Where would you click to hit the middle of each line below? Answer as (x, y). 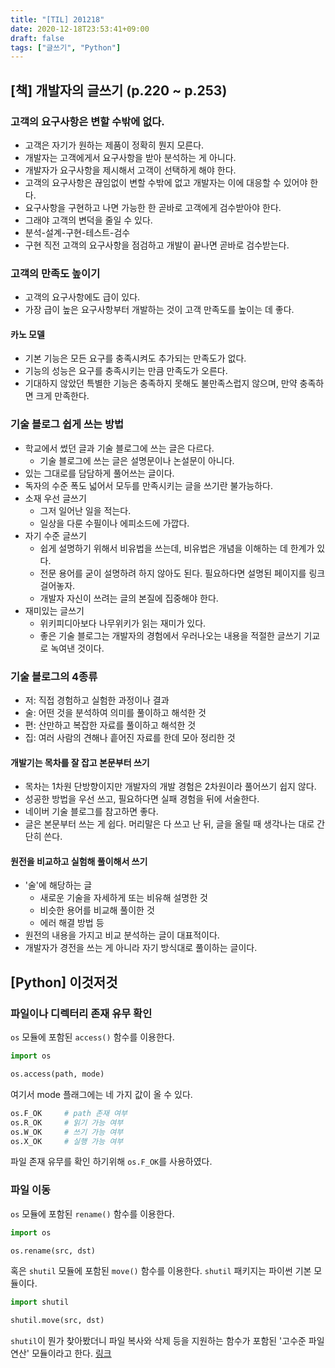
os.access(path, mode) (57, 1074)
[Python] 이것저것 (64, 982)
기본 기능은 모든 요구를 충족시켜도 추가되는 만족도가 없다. (135, 358)
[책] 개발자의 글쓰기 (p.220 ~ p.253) (119, 90)
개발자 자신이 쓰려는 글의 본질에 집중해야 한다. (129, 598)
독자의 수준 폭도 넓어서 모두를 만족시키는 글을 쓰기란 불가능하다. (148, 485)
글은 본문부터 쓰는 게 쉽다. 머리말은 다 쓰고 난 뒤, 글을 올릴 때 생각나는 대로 (169, 824)
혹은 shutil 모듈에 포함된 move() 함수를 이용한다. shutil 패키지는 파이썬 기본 (161, 1271)
